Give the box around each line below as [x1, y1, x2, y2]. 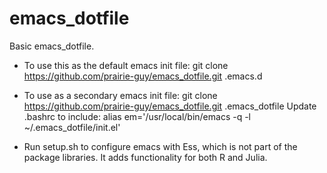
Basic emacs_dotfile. [9, 40, 95, 52]
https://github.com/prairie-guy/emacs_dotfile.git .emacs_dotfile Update [23, 100, 317, 112]
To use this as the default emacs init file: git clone [23, 59, 229, 71]
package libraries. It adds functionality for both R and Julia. [23, 151, 268, 163]
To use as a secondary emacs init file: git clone [23, 89, 218, 101]
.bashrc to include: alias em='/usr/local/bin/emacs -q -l [23, 110, 252, 122]
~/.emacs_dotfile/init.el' [23, 121, 121, 133]
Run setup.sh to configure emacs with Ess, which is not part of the [23, 140, 298, 152]
